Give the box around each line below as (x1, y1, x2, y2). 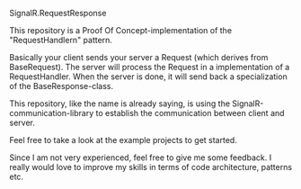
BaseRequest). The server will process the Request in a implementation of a (9, 62, 290, 72)
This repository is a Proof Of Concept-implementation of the (9, 25, 232, 35)
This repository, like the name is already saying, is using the (9, 98, 231, 109)
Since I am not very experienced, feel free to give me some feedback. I (9, 152, 272, 163)
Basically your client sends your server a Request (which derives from (9, 52, 269, 62)
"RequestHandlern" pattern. (9, 35, 112, 45)
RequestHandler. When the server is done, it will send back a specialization (9, 71, 288, 82)
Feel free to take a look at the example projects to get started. (9, 135, 238, 145)
